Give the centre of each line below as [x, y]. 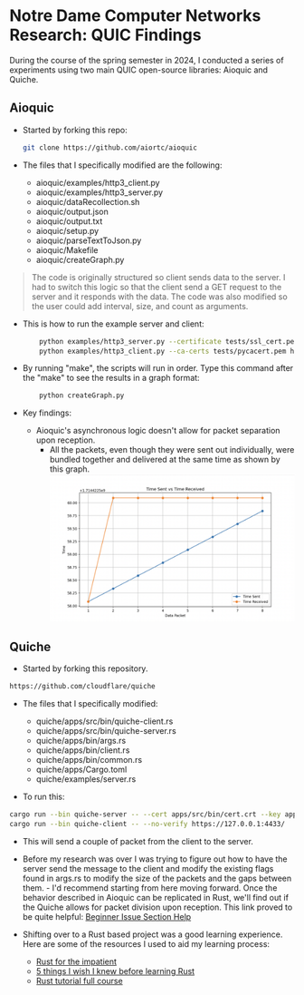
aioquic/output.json [72, 211]
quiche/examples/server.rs [86, 779]
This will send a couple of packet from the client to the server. [138, 841]
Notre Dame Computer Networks [135, 16]
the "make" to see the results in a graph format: [111, 378]
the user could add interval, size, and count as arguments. [140, 306]
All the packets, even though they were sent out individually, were [172, 450]
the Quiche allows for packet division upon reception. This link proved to [157, 907]
